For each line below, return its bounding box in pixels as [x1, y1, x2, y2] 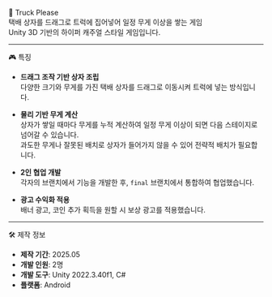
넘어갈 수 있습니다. [19, 130, 79, 140]
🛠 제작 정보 [8, 230, 46, 239]
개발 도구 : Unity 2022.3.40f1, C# [19, 270, 126, 279]
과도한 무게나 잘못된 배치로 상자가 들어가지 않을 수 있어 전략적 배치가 [19, 140, 236, 149]
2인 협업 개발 [19, 167, 62, 177]
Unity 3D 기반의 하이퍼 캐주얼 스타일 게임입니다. [8, 28, 161, 37]
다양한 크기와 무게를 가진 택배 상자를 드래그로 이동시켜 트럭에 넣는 [19, 82, 228, 92]
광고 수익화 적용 [19, 195, 70, 204]
